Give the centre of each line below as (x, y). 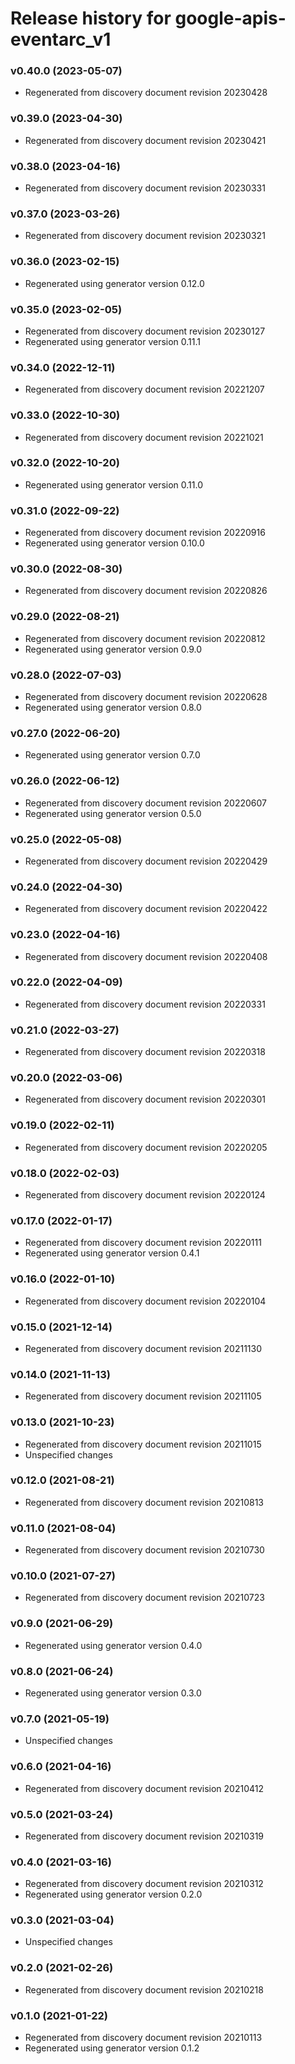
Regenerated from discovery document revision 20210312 (144, 1884)
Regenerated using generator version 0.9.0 (113, 649)
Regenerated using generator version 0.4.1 (112, 1253)
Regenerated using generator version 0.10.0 (114, 543)
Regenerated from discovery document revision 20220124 (145, 1195)
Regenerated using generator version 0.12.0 (114, 283)
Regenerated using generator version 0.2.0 (113, 1894)
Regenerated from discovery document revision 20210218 (144, 1989)
